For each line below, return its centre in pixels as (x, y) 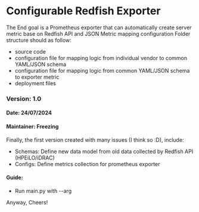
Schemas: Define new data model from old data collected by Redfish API (104, 151)
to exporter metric (37, 77)
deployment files (35, 83)
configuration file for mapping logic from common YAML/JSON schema (102, 70)
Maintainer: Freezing (32, 127)
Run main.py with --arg (43, 191)
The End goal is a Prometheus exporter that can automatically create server (99, 27)
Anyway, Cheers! (27, 202)
